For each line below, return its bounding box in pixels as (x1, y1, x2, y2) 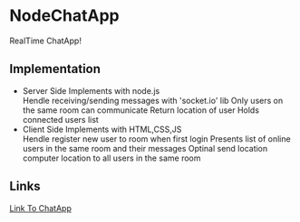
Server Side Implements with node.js (22, 85, 160, 96)
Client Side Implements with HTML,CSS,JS (22, 124, 182, 134)
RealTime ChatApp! (9, 35, 82, 46)
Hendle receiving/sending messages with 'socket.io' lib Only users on (22, 95, 284, 106)
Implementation (9, 61, 102, 77)
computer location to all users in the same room (22, 153, 201, 163)
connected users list (22, 114, 100, 125)
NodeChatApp (9, 5, 120, 26)
